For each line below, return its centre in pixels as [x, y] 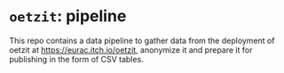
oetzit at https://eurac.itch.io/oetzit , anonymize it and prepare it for [131, 49]
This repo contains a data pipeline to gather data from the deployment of [142, 40]
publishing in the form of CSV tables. [76, 59]
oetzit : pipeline [68, 16]
